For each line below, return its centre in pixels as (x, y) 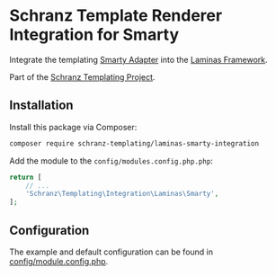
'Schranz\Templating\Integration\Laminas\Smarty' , (122, 194)
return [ (26, 177)
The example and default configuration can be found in (111, 252)
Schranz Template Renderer (116, 16)
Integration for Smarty (94, 35)
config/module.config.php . (59, 261)
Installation (41, 106)
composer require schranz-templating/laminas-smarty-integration (134, 143)
